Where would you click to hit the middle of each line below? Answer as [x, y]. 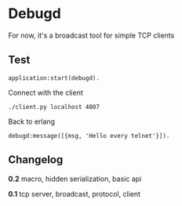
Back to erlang [32, 121]
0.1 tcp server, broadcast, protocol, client [75, 193]
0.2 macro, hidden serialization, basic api [75, 179]
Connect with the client [46, 92]
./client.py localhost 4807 [54, 107]
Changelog [36, 160]
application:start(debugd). [54, 78]
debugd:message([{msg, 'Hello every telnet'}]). [89, 136]
